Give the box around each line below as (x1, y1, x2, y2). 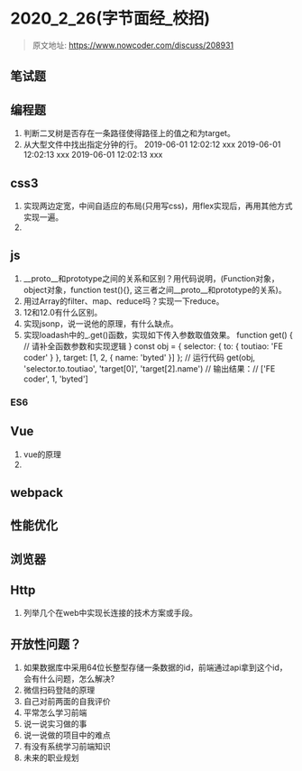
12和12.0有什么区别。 (23, 307, 103, 317)
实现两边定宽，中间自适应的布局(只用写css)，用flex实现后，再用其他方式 (23, 200, 293, 211)
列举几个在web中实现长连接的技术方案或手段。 (23, 608, 197, 619)
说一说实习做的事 (23, 719, 87, 730)
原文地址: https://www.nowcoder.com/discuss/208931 (32, 40, 234, 50)
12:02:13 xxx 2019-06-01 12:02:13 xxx (23, 150, 163, 161)
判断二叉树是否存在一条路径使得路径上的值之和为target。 (23, 128, 235, 139)
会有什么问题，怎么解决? (23, 674, 115, 684)
